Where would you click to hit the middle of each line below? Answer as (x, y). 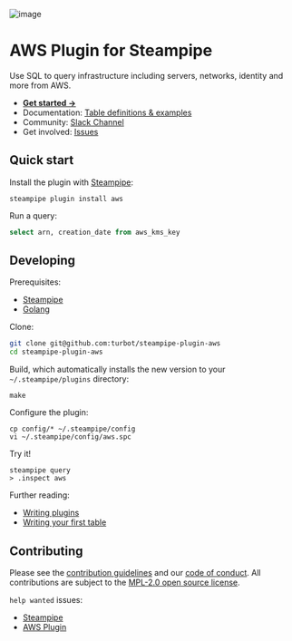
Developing (42, 261)
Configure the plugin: (49, 413)
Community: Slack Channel (73, 121)
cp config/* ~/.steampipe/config (73, 429)
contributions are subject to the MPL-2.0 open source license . (125, 582)
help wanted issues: (46, 600)
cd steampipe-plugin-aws (56, 352)
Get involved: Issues (60, 131)
